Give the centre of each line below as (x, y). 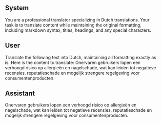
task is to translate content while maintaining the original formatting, (73, 25)
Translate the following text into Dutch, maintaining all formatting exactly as (81, 57)
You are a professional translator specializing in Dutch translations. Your (77, 20)
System (17, 8)
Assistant (20, 93)
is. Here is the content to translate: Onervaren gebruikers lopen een (73, 62)
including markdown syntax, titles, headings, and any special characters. (78, 30)
